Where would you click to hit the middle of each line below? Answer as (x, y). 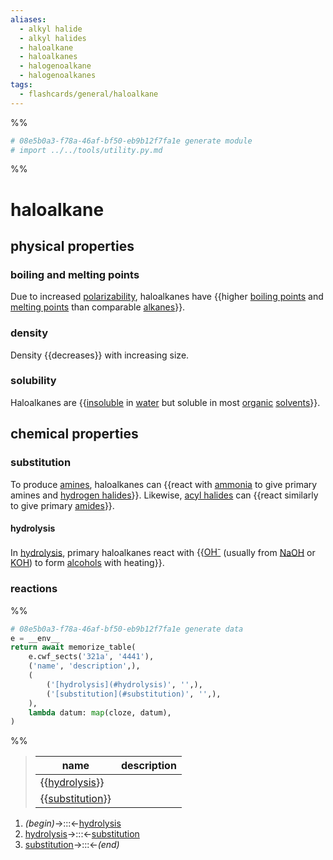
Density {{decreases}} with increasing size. (100, 355)
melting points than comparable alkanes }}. (98, 307)
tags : (21, 85)
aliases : (28, 19)
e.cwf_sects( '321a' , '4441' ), (91, 657)
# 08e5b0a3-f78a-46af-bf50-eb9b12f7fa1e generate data (127, 629)
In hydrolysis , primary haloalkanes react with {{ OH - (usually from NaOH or (163, 551)
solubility (33, 381)
